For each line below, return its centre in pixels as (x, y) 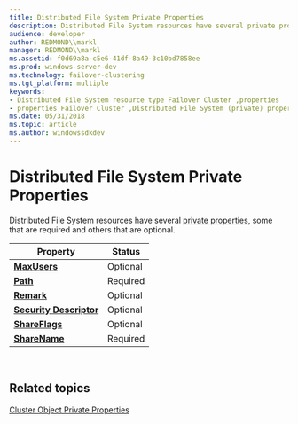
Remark (30, 295)
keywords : (27, 91)
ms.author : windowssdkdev (57, 133)
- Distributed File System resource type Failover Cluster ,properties (144, 100)
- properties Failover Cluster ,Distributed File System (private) (137, 108)
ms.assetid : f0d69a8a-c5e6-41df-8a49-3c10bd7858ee (105, 59)
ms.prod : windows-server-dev (63, 67)
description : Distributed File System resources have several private (142, 26)
